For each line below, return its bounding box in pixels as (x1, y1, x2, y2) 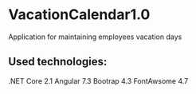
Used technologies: (8, 55, 108, 69)
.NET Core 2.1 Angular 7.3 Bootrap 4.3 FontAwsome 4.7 (8, 76, 189, 85)
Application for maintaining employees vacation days (8, 32, 182, 41)
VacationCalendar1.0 (8, 6, 151, 24)
